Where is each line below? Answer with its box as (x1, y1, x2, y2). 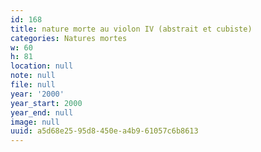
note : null (10, 71, 56, 81)
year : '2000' (10, 89, 65, 99)
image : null (10, 117, 60, 127)
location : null (10, 61, 74, 71)
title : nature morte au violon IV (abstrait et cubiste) (10, 24, 253, 34)
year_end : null (10, 107, 74, 118)
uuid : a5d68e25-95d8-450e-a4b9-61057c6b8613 (10, 126, 199, 136)
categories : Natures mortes (10, 33, 128, 43)
